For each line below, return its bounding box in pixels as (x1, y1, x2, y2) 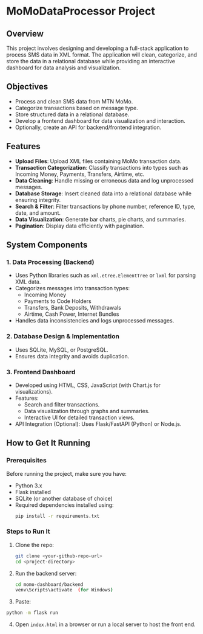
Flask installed (15, 488, 52, 495)
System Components (6, 240, 88, 250)
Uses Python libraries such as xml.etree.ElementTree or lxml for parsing (15, 272, 196, 279)
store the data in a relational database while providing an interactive (6, 58, 176, 64)
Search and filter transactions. (24, 400, 100, 408)
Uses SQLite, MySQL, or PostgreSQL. (15, 346, 108, 354)
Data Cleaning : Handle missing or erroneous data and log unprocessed (15, 176, 194, 184)
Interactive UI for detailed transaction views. (24, 414, 135, 421)
